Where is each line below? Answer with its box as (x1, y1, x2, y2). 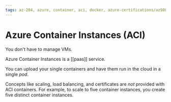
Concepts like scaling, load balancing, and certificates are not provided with (5, 81, 165, 87)
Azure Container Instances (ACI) (5, 29, 146, 41)
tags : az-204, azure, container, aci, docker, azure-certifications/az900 (5, 7, 167, 13)
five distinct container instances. (5, 92, 74, 98)
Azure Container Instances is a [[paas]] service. (5, 56, 106, 62)
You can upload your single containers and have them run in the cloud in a (5, 65, 161, 72)
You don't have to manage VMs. (5, 46, 73, 52)
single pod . (5, 71, 29, 77)
